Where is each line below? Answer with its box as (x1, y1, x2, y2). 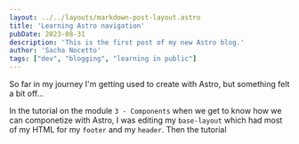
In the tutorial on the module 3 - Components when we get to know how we (9, 106, 282, 116)
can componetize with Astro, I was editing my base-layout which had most (9, 115, 283, 125)
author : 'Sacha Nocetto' (9, 46, 101, 55)
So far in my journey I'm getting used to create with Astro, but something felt (9, 79, 290, 89)
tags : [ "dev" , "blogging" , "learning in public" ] (9, 54, 198, 63)
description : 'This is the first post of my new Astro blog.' (9, 37, 245, 47)
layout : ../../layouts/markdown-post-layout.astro (9, 12, 201, 22)
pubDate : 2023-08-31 (9, 29, 86, 38)
